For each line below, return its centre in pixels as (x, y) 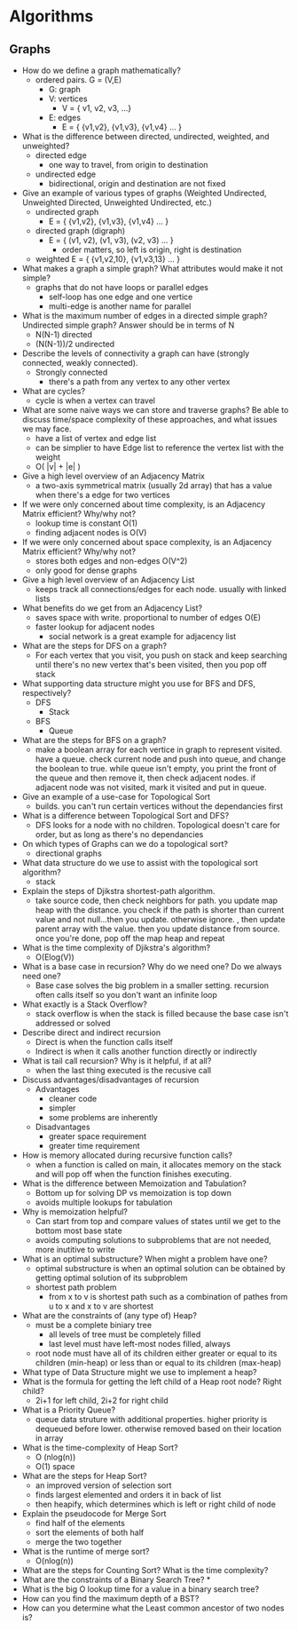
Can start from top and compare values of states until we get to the (158, 1221)
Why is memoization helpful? (75, 1212)
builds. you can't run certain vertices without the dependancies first (159, 806)
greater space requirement (97, 1136)
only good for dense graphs (86, 570)
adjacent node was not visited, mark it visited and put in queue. (151, 787)
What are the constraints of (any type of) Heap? (110, 1315)
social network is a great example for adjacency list (142, 636)
